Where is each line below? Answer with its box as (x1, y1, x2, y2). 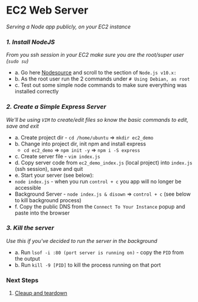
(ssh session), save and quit (14, 165, 83, 172)
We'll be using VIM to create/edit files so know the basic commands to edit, (6, 116, 189, 123)
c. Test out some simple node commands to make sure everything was (14, 82, 187, 89)
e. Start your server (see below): (14, 171, 94, 178)
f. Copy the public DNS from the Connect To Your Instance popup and (14, 203, 186, 210)
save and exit (6, 122, 40, 129)
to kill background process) (14, 196, 82, 204)
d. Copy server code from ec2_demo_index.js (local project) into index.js (14, 159, 193, 166)
